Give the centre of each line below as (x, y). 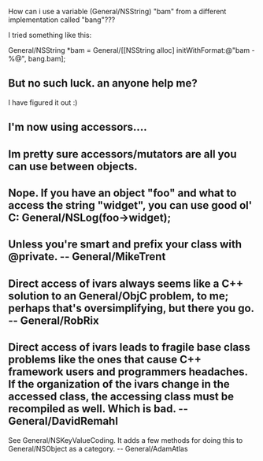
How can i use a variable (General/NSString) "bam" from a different (117, 11)
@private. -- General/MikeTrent (87, 257)
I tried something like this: (50, 35)
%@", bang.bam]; (37, 59)
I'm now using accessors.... (78, 127)
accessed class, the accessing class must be (121, 397)
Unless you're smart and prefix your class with (125, 245)
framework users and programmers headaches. (128, 372)
